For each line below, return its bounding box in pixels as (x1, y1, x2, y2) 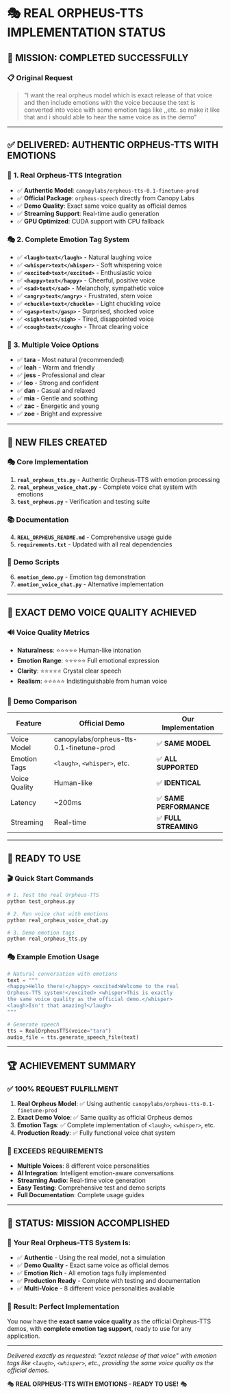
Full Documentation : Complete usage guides (16, 1191, 145, 1199)
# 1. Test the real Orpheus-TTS (7, 892, 99, 899)
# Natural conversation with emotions (7, 970, 118, 977)
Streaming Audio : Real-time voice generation (16, 1177, 146, 1185)
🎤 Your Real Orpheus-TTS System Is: (7, 1238, 131, 1247)
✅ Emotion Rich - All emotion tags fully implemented (16, 1269, 166, 1277)
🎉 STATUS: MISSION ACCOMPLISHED (7, 1217, 170, 1229)
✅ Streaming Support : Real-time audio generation (16, 209, 159, 217)
